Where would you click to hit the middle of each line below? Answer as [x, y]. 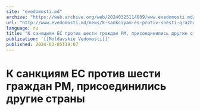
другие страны [46, 99]
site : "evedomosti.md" [34, 12]
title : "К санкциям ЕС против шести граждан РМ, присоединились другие [97, 34]
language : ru [22, 28]
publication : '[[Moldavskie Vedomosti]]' [58, 39]
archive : [17, 17]
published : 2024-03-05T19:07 [42, 45]
